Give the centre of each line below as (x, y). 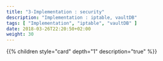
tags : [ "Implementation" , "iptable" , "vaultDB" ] (72, 23)
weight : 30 (20, 34)
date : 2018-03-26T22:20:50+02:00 (49, 29)
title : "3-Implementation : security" (55, 12)
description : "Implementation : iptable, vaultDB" (72, 18)
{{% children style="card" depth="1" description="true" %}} (82, 51)
